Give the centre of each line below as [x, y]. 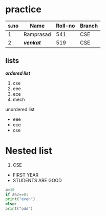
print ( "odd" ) [19, 209]
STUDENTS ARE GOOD [37, 180]
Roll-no [66, 26]
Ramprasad [37, 34]
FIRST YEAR [26, 175]
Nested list [29, 151]
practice [24, 9]
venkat [32, 42]
